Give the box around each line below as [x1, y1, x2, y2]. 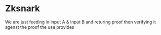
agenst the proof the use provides [5, 24, 75, 30]
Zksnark [5, 3, 40, 14]
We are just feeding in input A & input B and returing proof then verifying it [5, 19, 156, 25]
